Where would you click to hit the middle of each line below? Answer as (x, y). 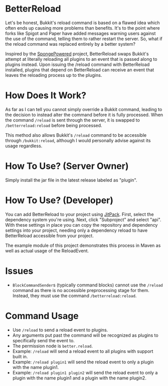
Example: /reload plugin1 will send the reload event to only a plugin (83, 362)
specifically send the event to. (44, 340)
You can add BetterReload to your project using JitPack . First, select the (79, 214)
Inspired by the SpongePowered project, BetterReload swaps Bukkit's (77, 54)
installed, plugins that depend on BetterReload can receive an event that (80, 70)
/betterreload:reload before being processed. (54, 125)
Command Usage (42, 316)
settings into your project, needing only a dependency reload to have (76, 230)
